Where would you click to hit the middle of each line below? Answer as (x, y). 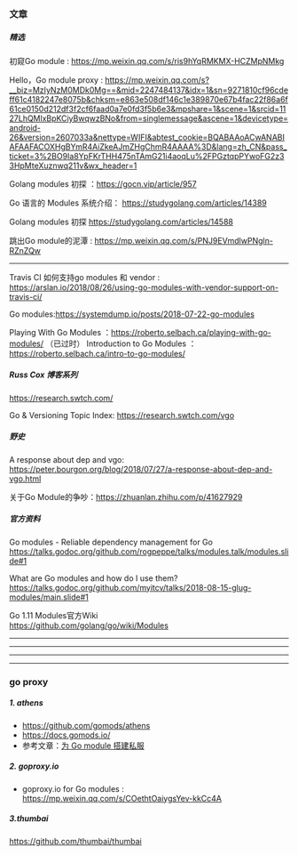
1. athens (27, 703)
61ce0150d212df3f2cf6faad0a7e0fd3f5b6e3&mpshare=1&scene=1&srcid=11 (148, 109)
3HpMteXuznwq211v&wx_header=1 (73, 165)
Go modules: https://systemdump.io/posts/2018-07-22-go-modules (132, 314)
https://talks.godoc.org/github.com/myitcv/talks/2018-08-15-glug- (130, 587)
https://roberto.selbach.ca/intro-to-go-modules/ (98, 353)
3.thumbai (29, 819)
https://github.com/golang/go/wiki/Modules (89, 625)
